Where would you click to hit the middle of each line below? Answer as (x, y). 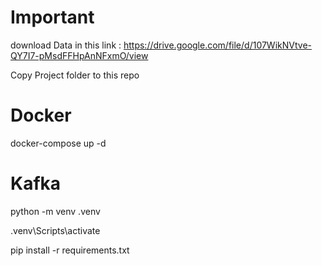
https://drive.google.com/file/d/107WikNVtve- (217, 45)
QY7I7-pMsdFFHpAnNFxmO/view (79, 55)
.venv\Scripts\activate (55, 230)
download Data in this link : (66, 45)
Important (52, 17)
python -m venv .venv (55, 211)
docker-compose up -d (58, 143)
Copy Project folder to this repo (75, 75)
